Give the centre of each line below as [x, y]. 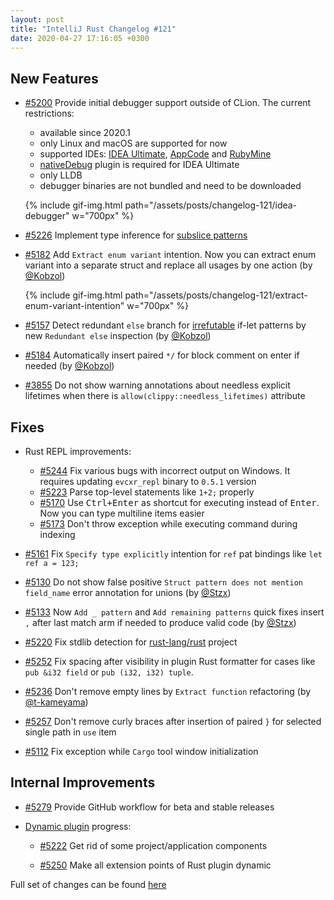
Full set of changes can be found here [88, 884]
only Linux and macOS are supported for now [133, 143]
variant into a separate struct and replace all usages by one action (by [168, 265]
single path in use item [70, 732]
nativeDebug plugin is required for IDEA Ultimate [139, 165]
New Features [54, 78]
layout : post [37, 19]
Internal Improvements [83, 782]
